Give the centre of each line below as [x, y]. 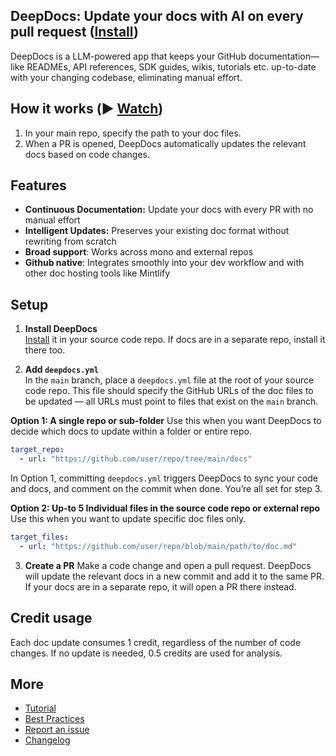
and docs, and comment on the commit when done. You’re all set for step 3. [166, 488]
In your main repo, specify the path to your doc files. [133, 133]
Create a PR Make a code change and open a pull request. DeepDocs [168, 565]
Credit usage [51, 618]
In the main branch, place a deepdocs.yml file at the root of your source [169, 380]
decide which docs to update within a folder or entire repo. [131, 431]
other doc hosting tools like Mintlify [97, 273]
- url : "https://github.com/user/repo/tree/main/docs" [136, 459]
